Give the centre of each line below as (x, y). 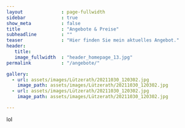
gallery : (17, 74)
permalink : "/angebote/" (53, 63)
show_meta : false (43, 23)
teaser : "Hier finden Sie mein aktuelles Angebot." (93, 40)
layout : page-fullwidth (56, 12)
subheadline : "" (39, 35)
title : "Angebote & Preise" (63, 29)
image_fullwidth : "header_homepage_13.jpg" (74, 57)
